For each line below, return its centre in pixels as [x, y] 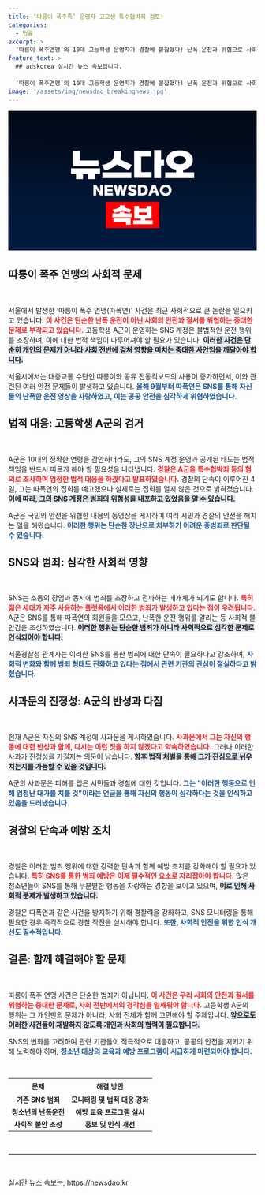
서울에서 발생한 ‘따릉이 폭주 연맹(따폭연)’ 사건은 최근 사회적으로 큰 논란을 [120, 310]
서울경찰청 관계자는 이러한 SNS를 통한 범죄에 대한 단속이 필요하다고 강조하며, [127, 654]
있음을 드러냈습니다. [39, 803]
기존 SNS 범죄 [38, 1100]
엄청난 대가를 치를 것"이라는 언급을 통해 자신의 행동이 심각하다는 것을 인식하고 [134, 794]
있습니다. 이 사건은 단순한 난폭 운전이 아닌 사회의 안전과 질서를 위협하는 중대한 [134, 320]
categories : [28, 25]
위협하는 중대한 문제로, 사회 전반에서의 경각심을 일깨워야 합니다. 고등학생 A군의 [129, 1005]
